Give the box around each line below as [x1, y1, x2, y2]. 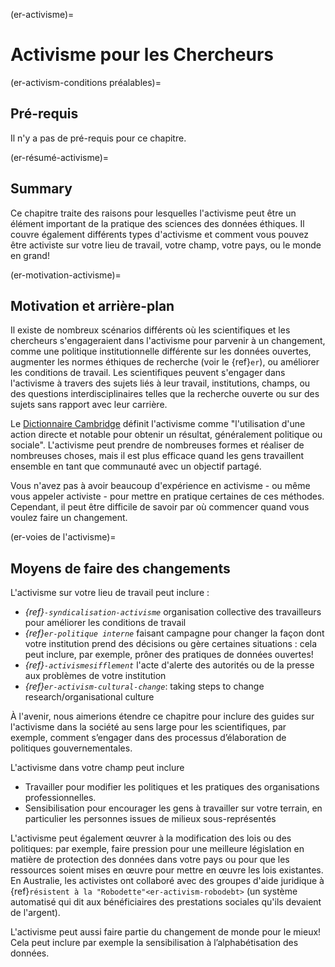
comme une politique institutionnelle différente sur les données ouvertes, [10, 345, 312, 358]
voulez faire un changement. [10, 512, 128, 524]
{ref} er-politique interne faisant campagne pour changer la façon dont [24, 627, 325, 639]
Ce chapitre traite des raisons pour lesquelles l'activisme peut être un [10, 207, 297, 219]
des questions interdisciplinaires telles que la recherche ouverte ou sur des [10, 388, 320, 400]
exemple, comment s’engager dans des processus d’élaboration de [10, 732, 287, 744]
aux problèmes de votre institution [24, 670, 167, 682]
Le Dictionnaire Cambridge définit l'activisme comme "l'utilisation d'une [10, 418, 306, 430]
